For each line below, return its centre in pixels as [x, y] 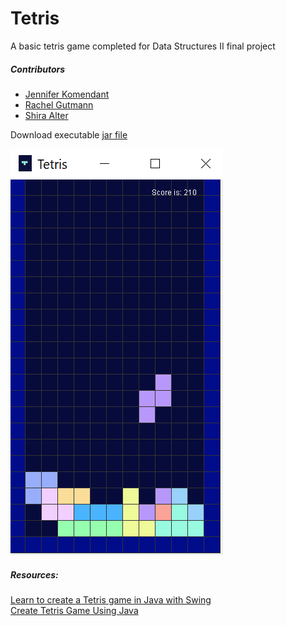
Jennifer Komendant [67, 94]
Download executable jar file [69, 134]
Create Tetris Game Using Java [74, 610]
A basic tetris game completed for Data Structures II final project [143, 46]
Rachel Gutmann [59, 104]
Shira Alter [46, 115]
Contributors [38, 69]
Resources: [34, 574]
